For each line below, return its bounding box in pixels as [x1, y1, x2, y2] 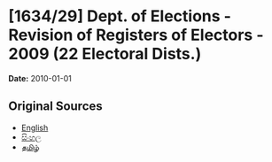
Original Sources [8, 99, 103, 114]
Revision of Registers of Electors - [8, 25, 264, 45]
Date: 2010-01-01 [8, 73, 73, 83]
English [20, 122, 49, 133]
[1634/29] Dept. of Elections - [8, 6, 232, 27]
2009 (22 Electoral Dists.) [8, 44, 202, 64]
